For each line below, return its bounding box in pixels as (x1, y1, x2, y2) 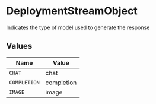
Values (6, 41, 33, 51)
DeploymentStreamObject (6, 4, 138, 18)
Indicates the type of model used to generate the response (6, 24, 150, 31)
